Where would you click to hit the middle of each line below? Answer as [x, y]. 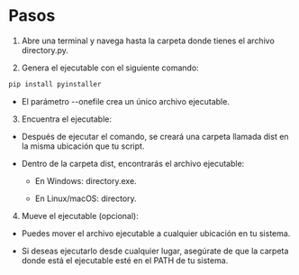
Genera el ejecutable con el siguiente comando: [110, 68]
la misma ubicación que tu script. [83, 146]
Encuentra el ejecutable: [66, 119]
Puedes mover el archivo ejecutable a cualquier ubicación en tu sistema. [156, 233]
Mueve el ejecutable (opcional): [80, 215]
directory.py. [45, 50]
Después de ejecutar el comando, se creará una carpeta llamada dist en [155, 136]
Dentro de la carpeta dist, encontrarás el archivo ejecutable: [133, 163]
